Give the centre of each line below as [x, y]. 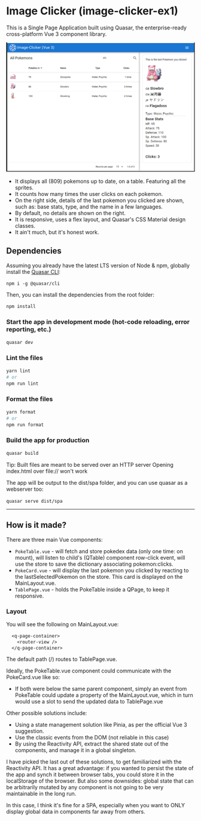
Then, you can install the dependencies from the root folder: [80, 294]
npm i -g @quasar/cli [33, 283]
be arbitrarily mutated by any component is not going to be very [85, 787]
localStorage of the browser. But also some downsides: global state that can [100, 781]
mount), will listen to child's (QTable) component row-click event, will [100, 557]
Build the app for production [48, 440]
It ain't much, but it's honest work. [57, 232]
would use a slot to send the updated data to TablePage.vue [89, 701]
